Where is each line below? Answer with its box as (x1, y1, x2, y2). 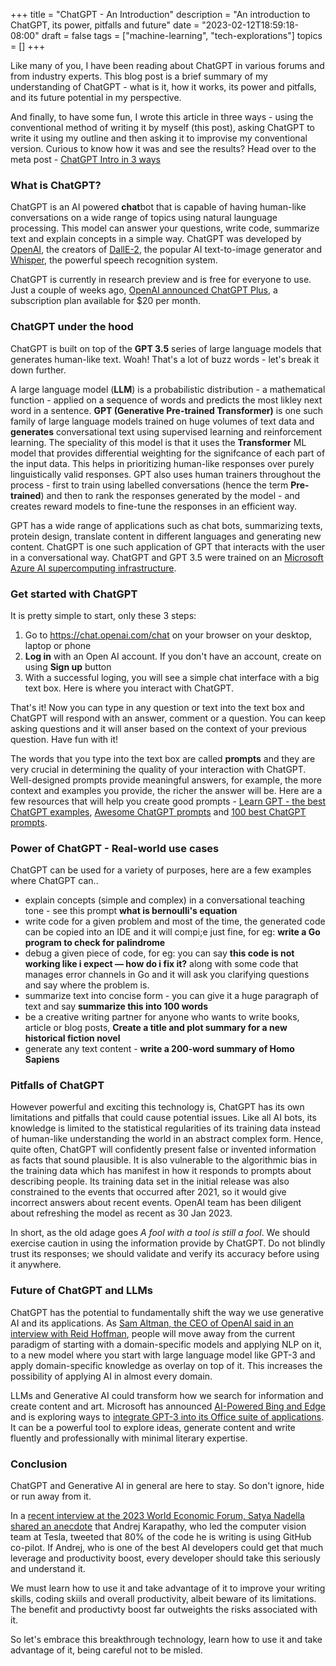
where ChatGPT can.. (10, 875, 99, 887)
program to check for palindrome (24, 937, 166, 949)
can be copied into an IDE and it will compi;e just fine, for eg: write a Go (24, 926, 321, 938)
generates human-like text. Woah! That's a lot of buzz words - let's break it (10, 353, 320, 365)
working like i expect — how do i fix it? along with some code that (24, 958, 299, 970)
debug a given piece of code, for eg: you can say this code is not (24, 947, 295, 959)
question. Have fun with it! (10, 733, 119, 745)
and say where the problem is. (24, 979, 150, 991)
